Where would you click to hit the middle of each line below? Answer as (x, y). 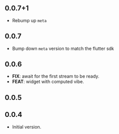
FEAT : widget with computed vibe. (48, 82)
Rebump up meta (29, 20)
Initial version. (27, 127)
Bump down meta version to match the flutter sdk (63, 48)
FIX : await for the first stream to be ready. (56, 76)
